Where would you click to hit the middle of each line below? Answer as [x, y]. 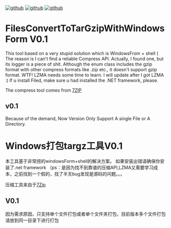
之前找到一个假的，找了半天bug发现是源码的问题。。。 [69, 174]
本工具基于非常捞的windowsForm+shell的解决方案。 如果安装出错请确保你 [83, 161]
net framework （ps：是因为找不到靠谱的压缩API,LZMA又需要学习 [84, 167]
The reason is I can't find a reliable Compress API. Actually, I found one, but [84, 59]
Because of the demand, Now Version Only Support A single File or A [78, 118]
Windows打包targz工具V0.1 [64, 146]
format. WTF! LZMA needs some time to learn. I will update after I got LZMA [85, 75]
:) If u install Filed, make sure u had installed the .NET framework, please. [82, 80]
